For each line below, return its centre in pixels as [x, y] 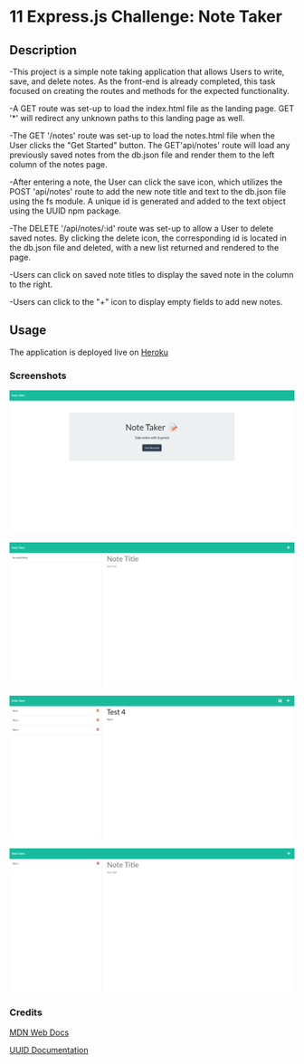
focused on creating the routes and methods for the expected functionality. [149, 91]
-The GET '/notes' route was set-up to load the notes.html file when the [142, 136]
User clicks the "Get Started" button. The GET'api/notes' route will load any [150, 145]
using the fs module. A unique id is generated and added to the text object [148, 201]
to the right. [31, 284]
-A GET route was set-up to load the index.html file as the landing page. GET [152, 109]
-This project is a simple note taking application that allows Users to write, [147, 71]
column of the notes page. [58, 164]
